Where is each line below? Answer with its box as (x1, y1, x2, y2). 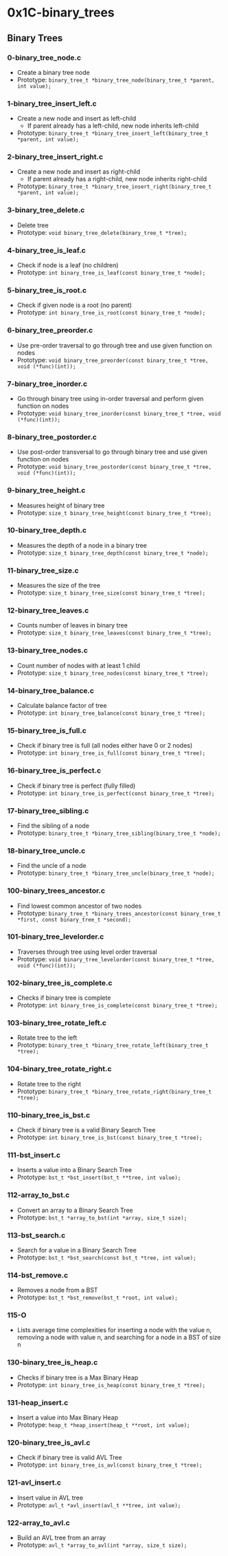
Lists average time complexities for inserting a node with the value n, (16, 1326, 212, 1334)
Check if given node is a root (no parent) (16, 301, 133, 310)
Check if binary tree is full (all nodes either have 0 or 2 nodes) (16, 742, 193, 750)
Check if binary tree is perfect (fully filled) (16, 781, 136, 790)
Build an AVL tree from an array (16, 1533, 106, 1542)
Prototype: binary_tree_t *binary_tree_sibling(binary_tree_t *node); (16, 829, 221, 837)
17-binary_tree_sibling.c (7, 805, 89, 815)
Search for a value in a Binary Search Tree (16, 1246, 137, 1254)
